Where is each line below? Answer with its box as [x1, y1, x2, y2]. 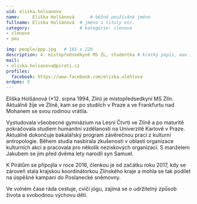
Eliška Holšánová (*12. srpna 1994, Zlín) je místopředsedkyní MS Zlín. [6, 95, 174, 103]
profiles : [6, 68, 30, 74]
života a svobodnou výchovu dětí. [6, 192, 88, 199]
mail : [6, 57, 19, 63]
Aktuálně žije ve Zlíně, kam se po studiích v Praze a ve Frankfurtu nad [6, 101, 175, 108]
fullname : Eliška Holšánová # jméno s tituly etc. [6, 19, 135, 25]
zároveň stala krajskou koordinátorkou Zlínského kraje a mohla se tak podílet [6, 168, 191, 175]
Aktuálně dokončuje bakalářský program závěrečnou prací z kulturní [6, 131, 171, 138]
